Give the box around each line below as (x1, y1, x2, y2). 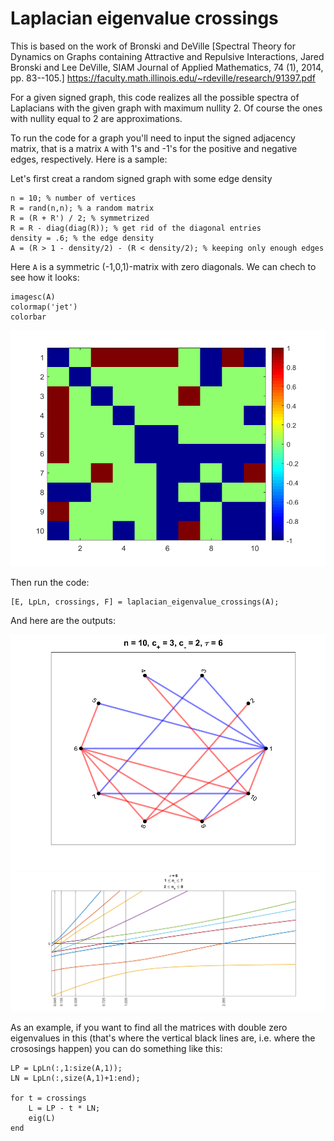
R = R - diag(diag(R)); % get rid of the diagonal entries (10, 223, 262, 233)
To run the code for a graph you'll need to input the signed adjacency (10, 132, 296, 144)
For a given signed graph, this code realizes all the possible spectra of (10, 91, 300, 103)
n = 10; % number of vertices (10, 193, 137, 203)
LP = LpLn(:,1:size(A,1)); (10, 1063, 123, 1073)
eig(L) (28, 1113, 56, 1123)
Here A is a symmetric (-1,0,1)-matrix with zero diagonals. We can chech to (10, 260, 317, 272)
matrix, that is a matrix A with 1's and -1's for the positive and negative (10, 142, 298, 154)
